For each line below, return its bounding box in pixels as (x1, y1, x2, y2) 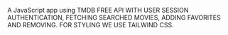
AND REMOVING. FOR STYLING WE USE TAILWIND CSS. (7, 21, 174, 29)
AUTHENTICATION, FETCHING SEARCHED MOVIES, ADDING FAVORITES (7, 13, 222, 22)
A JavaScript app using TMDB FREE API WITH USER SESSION (7, 6, 189, 14)
